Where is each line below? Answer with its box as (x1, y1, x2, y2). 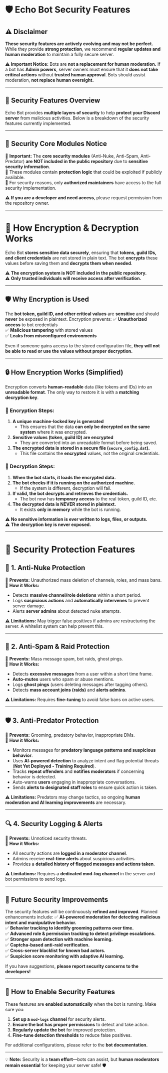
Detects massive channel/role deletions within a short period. (12, 592, 141, 598)
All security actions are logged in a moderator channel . (12, 850, 127, 856)
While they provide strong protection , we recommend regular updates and (5, 46, 161, 52)
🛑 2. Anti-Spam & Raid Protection (5, 642, 110, 651)
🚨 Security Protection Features (5, 544, 135, 555)
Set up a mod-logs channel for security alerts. (12, 1016, 106, 1022)
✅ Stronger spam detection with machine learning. (5, 936, 113, 943)
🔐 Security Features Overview (5, 96, 100, 105)
